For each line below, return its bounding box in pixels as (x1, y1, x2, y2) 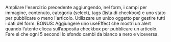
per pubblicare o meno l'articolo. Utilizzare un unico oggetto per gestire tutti (5, 15, 165, 21)
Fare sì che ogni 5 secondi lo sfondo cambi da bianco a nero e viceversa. (5, 31, 159, 37)
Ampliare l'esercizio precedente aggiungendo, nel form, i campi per (5, 5, 147, 10)
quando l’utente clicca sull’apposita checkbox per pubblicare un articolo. (5, 26, 158, 32)
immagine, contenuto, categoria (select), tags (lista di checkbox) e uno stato (5, 10, 166, 16)
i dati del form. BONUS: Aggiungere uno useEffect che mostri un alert (5, 20, 151, 26)
